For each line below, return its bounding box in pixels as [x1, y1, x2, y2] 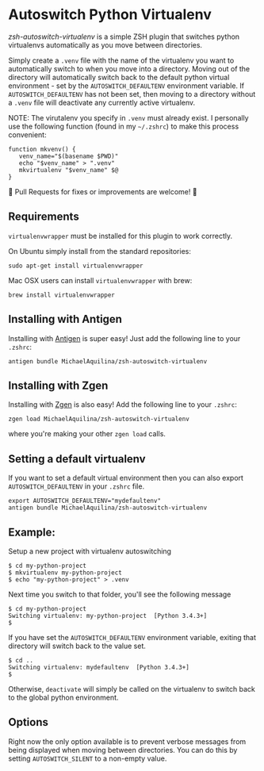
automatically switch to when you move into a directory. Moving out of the [8, 63, 251, 73]
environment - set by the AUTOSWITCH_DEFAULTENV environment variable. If [8, 81, 244, 90]
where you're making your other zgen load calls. [8, 429, 166, 439]
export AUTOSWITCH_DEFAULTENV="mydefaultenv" [8, 497, 161, 505]
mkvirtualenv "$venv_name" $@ [18, 166, 119, 174]
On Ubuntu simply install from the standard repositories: [8, 246, 192, 255]
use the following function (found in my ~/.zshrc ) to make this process [8, 121, 239, 131]
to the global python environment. [8, 692, 119, 702]
